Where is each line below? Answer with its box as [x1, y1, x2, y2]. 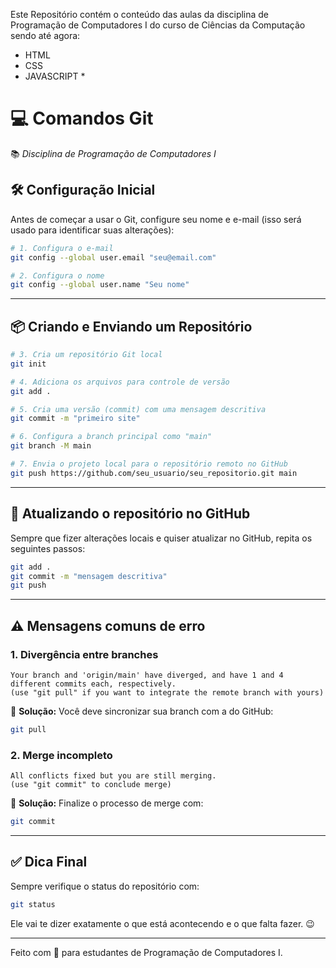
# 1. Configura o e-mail [10, 243, 114, 253]
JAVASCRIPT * [24, 70, 86, 82]
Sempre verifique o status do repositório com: [10, 880, 200, 892]
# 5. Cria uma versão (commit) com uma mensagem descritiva [10, 404, 267, 414]
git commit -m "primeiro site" [10, 414, 141, 424]
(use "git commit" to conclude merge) [10, 780, 172, 790]
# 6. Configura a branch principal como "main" [10, 432, 213, 442]
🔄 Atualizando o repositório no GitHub [10, 505, 251, 523]
